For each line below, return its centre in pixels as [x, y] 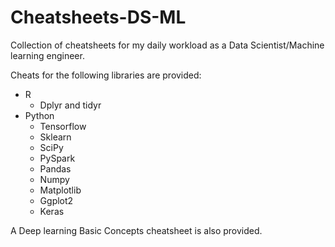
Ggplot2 [56, 200]
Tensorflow [63, 126]
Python [39, 115]
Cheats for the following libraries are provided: [106, 75]
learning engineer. [47, 55]
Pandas [55, 168]
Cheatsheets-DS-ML [98, 17]
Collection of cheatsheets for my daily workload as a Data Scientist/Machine [167, 45]
